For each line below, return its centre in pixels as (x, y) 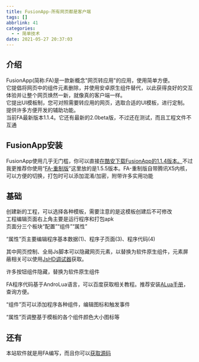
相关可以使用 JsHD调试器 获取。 (49, 259)
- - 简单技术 (26, 34)
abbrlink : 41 (22, 23)
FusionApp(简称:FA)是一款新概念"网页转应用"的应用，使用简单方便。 (90, 80)
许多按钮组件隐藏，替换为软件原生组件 (53, 272)
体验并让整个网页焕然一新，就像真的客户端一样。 (66, 95)
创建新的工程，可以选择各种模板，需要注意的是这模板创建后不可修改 (89, 212)
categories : (21, 28)
